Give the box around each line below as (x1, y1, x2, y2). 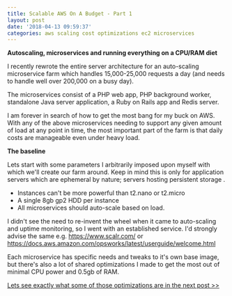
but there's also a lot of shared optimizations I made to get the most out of (7, 260, 220, 269)
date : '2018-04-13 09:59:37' (7, 23, 92, 30)
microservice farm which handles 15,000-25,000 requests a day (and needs (7, 70, 225, 78)
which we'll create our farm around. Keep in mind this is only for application (7, 168, 224, 176)
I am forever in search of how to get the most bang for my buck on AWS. (7, 111, 215, 120)
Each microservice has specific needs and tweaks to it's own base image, (7, 253, 219, 261)
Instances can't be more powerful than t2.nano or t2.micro (17, 189, 185, 197)
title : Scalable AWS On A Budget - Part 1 (7, 10, 132, 17)
